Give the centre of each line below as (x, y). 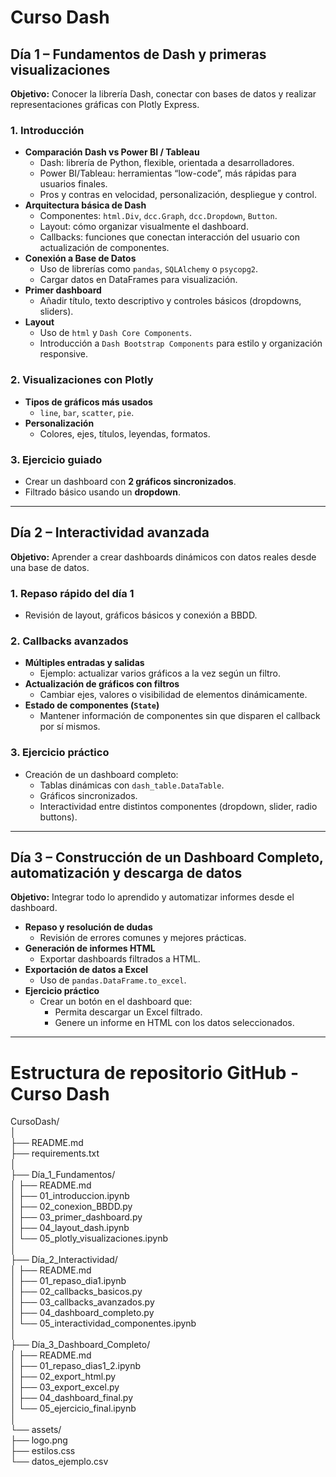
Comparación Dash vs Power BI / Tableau (112, 152)
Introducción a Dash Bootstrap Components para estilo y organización (181, 343)
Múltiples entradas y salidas (84, 663)
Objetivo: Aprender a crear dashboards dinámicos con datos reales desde (163, 557)
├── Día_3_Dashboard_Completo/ (80, 1345)
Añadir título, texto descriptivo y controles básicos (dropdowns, (170, 301)
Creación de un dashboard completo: (101, 774)
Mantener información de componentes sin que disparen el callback (180, 716)
